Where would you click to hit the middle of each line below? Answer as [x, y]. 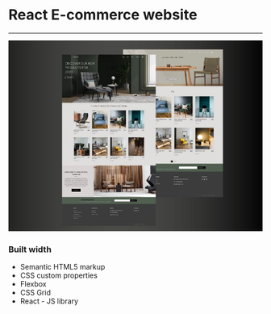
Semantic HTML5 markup [63, 267]
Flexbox [33, 284]
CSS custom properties [59, 275]
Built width [30, 249]
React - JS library [49, 301]
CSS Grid [35, 293]
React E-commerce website [103, 15]
